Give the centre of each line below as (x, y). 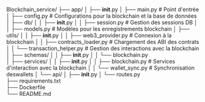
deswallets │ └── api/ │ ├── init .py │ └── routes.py (73, 74)
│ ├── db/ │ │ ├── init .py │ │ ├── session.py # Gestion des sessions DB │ (102, 22)
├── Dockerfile (26, 87)
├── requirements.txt (34, 81)
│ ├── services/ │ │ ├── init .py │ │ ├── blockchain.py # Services (91, 61)
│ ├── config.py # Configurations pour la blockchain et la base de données (102, 16)
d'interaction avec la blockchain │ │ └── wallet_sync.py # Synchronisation (100, 68)
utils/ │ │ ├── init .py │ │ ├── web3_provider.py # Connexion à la (89, 35)
